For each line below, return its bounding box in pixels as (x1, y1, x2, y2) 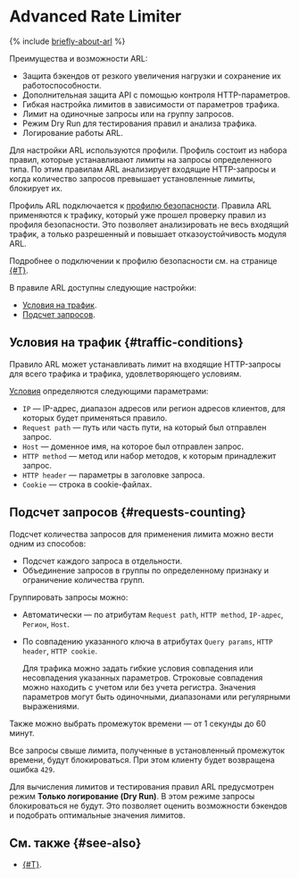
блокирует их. (9, 182, 63, 193)
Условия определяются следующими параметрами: (9, 385, 209, 396)
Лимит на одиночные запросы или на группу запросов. (21, 108, 235, 119)
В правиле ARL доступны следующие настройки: (9, 282, 197, 292)
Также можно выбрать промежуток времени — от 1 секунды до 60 (9, 718, 266, 729)
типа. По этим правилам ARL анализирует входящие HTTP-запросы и (9, 164, 277, 174)
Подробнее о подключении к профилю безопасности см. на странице (9, 255, 278, 266)
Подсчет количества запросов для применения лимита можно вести (9, 528, 274, 539)
